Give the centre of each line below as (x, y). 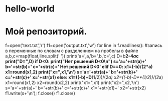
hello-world (30, 9)
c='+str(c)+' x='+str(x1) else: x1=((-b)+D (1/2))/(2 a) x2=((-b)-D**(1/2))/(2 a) (84, 77)
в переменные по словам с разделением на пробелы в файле (72, 51)
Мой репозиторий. (46, 32)
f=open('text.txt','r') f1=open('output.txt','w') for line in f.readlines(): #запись (84, 45)
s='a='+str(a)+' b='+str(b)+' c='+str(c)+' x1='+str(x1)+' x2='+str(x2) (76, 88)
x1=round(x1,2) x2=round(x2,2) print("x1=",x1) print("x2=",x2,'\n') (72, 82)
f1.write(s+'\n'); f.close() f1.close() (40, 93)
